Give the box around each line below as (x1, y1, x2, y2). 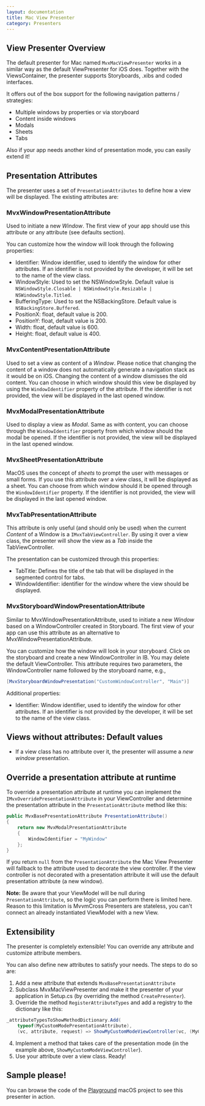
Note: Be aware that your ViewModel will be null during (6, 889, 145, 897)
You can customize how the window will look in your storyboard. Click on (6, 647, 190, 655)
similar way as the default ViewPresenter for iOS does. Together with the (6, 65, 189, 73)
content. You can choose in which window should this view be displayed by (6, 379, 196, 386)
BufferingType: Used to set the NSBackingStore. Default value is (15, 298, 177, 305)
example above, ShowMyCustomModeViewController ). (15, 1046, 142, 1053)
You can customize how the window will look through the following (6, 240, 174, 248)
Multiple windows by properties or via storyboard (15, 109, 139, 116)
